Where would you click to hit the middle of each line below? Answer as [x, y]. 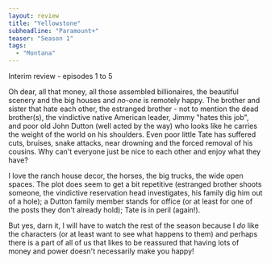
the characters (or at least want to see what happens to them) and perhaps [133, 234]
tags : [17, 46]
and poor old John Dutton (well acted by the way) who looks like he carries [133, 126]
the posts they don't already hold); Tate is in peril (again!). [104, 210]
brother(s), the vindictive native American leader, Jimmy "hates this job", [129, 117]
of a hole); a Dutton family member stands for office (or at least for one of [131, 201]
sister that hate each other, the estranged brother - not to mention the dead [133, 109]
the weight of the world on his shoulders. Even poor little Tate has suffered [132, 134]
